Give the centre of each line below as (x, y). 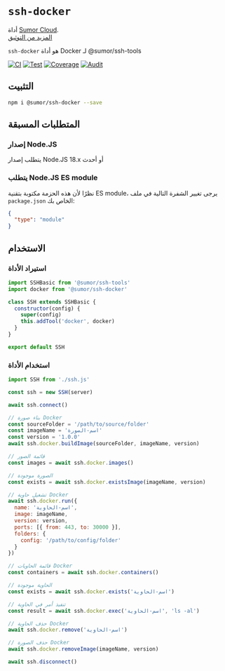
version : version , (41, 521)
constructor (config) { (47, 309)
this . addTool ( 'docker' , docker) (68, 321)
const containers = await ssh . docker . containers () (83, 573)
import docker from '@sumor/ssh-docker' (68, 289)
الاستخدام (27, 248)
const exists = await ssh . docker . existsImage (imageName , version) (107, 482)
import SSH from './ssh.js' (49, 380)
